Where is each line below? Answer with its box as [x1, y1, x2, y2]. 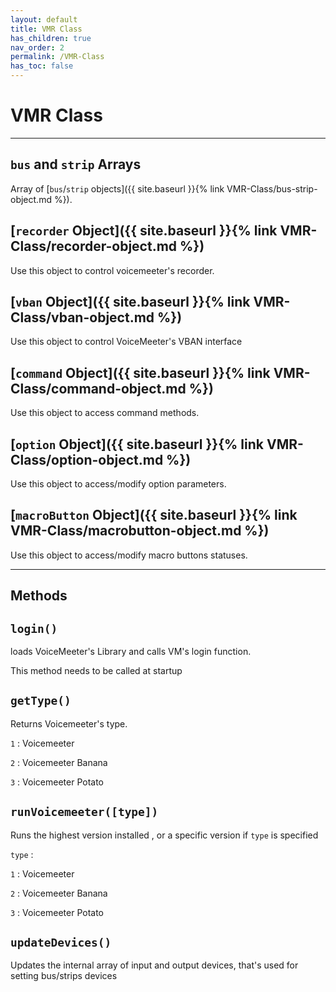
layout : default [10, 14, 78, 25]
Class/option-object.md [10, 451, 164, 468]
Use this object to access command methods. [10, 407, 200, 419]
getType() [10, 694, 72, 708]
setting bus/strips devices [10, 970, 118, 982]
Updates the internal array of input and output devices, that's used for [10, 959, 299, 971]
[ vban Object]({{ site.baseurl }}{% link [10, 293, 251, 310]
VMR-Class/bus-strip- [226, 182, 318, 195]
